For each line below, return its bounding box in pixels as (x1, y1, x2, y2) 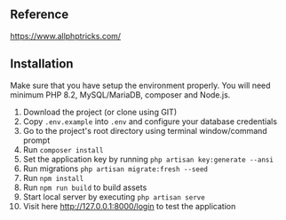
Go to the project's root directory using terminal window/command (22, 125, 267, 136)
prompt (22, 135, 51, 145)
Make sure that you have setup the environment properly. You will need (10, 80, 271, 90)
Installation (10, 57, 74, 72)
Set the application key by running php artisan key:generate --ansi (22, 153, 274, 164)
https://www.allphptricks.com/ (10, 30, 122, 41)
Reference (10, 7, 69, 22)
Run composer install (22, 144, 104, 154)
